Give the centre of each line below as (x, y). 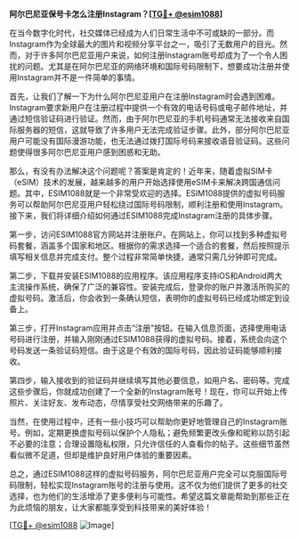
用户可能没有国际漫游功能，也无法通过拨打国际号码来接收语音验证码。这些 (145, 141)
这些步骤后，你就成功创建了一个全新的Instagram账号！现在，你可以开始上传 (148, 392)
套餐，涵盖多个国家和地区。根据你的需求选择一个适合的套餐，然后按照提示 (153, 245)
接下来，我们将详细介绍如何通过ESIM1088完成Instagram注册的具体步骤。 (143, 216)
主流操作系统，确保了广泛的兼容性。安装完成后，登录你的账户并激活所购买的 (149, 287)
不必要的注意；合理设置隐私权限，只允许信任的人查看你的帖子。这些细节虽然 (149, 444)
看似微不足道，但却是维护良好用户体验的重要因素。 (103, 455)
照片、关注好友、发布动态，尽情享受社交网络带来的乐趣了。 (118, 403)
